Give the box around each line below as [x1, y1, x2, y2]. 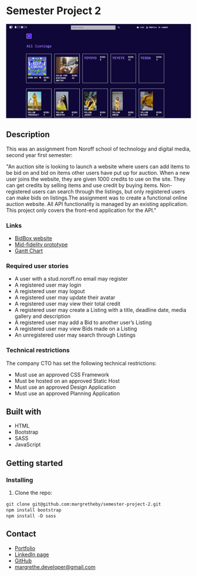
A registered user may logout [14, 288, 85, 295]
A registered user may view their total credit [14, 300, 121, 307]
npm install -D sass [6, 513, 57, 519]
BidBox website [14, 234, 53, 242]
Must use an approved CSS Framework [14, 371, 110, 378]
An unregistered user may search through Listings [14, 331, 136, 339]
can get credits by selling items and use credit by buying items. [6, 181, 159, 189]
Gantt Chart [14, 247, 43, 254]
